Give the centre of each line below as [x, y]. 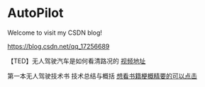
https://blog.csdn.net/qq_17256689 [59, 46]
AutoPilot [35, 13]
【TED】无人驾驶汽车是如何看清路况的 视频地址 [77, 61]
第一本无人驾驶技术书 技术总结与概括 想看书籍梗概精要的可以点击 [102, 76]
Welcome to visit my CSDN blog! [55, 33]
